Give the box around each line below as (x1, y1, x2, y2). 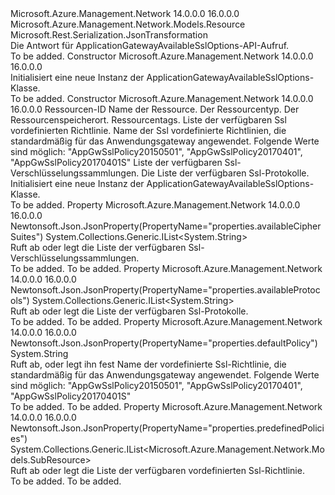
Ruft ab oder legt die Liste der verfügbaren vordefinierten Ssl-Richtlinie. (10, 465, 305, 476)
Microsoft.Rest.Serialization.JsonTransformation (10, 29, 208, 41)
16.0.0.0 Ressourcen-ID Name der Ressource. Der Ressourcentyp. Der (10, 103, 300, 115)
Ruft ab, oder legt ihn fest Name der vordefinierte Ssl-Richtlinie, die (10, 358, 287, 370)
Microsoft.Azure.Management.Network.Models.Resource (10, 18, 246, 30)
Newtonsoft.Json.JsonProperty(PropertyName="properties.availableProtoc (10, 284, 321, 296)
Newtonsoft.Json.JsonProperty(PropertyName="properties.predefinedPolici (10, 422, 325, 434)
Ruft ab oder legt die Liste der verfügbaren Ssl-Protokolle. (10, 305, 249, 317)
